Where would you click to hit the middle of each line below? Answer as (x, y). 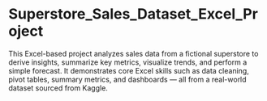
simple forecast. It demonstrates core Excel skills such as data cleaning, (129, 70)
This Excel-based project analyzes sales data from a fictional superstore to (133, 53)
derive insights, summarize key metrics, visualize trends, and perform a (128, 62)
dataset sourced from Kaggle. (58, 88)
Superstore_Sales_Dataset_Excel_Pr (133, 14)
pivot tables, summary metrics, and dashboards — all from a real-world (127, 79)
